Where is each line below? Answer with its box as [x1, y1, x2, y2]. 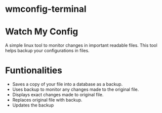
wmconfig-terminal [5, 3, 86, 15]
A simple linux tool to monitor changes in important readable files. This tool [5, 42, 158, 48]
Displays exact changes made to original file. [12, 92, 104, 98]
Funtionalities [5, 65, 63, 76]
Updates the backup [12, 102, 54, 108]
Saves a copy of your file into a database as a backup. [12, 81, 123, 87]
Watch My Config [5, 26, 79, 38]
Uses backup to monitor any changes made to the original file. [12, 86, 139, 92]
